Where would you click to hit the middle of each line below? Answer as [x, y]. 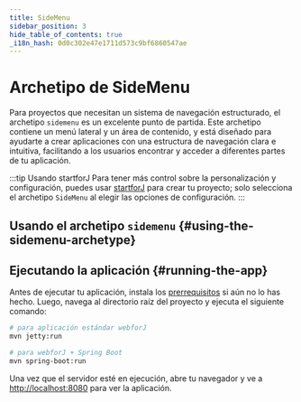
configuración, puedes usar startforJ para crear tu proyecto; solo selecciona [151, 188]
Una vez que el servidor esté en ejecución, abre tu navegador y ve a [136, 378]
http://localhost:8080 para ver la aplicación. [91, 388]
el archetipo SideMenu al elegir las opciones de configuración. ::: [128, 197]
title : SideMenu [40, 18]
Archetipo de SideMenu [100, 88]
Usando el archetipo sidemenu [93, 225]
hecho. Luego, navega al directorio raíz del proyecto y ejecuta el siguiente [147, 302]
